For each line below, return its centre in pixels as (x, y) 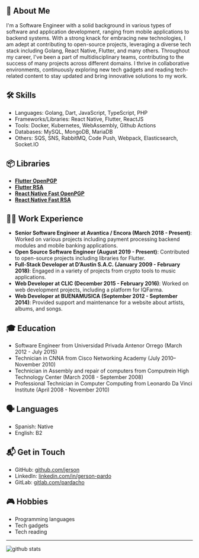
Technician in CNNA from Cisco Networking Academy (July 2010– (95, 358)
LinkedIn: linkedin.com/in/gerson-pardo (63, 476)
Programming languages (45, 519)
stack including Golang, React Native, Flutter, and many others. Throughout (98, 51)
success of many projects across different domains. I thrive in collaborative (98, 63)
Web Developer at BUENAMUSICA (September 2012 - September (96, 296)
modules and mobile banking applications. (66, 246)
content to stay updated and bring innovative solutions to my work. (106, 76)
